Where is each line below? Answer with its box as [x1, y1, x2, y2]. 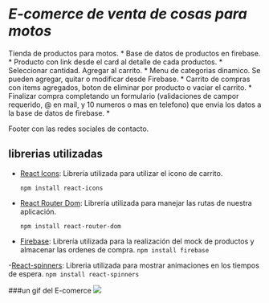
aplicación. [19, 207, 57, 216]
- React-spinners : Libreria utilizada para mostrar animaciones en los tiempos [8, 260, 259, 270]
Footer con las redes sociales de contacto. [8, 124, 149, 133]
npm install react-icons [19, 184, 104, 192]
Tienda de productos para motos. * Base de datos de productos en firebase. [8, 48, 261, 58]
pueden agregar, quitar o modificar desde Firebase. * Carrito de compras [8, 74, 251, 84]
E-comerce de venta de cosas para [8, 5, 247, 23]
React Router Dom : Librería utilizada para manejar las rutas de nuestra [19, 198, 253, 207]
